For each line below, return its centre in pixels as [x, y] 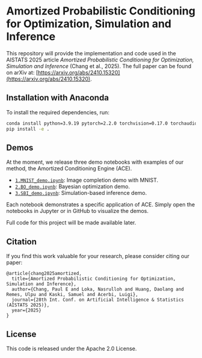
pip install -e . [28, 129]
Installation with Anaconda [58, 98]
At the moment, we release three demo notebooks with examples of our [95, 162]
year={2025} [27, 310]
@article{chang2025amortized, [44, 274]
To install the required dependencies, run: [58, 112]
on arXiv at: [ [22, 72]
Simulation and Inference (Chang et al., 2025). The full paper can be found [99, 66]
